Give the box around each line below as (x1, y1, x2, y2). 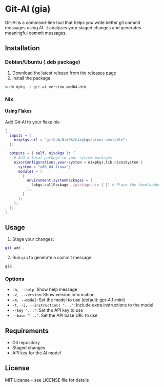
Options (5, 275, 24, 282)
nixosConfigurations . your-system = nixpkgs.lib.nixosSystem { (14, 160, 143, 164)
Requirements (5, 326, 49, 335)
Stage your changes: (12, 236, 55, 242)
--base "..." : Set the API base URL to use (12, 312, 98, 318)
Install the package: (12, 75, 52, 81)
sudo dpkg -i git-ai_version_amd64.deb (5, 84, 86, 89)
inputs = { (9, 133, 32, 138)
